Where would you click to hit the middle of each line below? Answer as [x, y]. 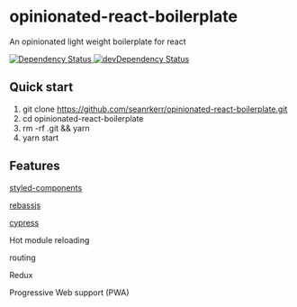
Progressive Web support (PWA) [69, 292]
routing [22, 257]
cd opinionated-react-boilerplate [83, 118]
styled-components [46, 187]
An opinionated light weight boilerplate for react [98, 41]
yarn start [40, 138]
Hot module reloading [49, 239]
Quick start [41, 87]
